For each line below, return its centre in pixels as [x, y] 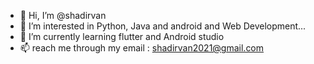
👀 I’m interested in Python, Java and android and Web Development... [163, 26]
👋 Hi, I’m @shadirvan [63, 15]
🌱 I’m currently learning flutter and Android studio [122, 36]
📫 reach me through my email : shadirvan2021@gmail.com [142, 48]
